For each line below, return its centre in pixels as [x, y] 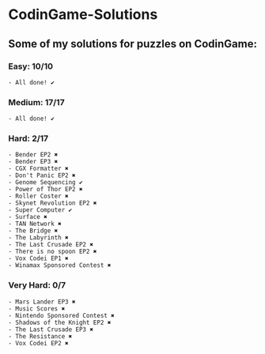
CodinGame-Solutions [83, 15]
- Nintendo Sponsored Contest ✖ [61, 315]
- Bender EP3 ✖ [33, 162]
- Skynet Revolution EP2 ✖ [53, 203]
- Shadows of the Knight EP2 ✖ [60, 322]
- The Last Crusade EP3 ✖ [51, 330]
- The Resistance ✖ [40, 336]
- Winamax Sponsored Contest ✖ [60, 265]
